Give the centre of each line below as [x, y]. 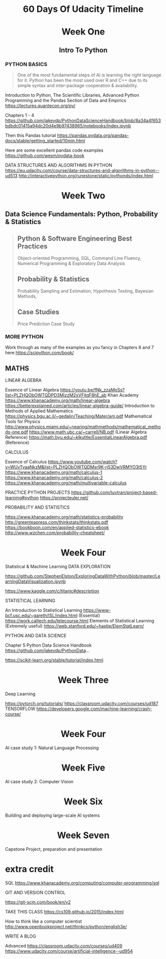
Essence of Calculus [26, 462]
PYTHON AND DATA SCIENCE [36, 636]
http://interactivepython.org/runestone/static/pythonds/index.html [86, 176]
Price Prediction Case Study [46, 324]
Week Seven [83, 835]
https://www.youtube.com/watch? [83, 462]
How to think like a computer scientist [44, 921]
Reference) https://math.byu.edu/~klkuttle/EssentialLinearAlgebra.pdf [76, 437]
